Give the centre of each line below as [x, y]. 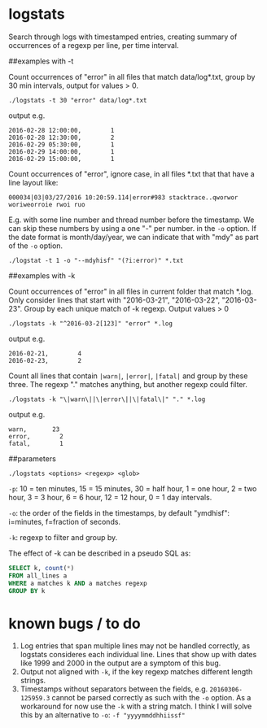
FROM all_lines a [38, 575]
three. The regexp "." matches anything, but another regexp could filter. [128, 384]
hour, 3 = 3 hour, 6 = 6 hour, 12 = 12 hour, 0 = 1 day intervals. [110, 497]
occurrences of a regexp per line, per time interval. [94, 45]
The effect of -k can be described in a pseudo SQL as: [100, 553]
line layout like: [33, 182]
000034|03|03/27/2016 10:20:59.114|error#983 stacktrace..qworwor [123, 197]
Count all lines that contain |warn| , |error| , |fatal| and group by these [128, 376]
